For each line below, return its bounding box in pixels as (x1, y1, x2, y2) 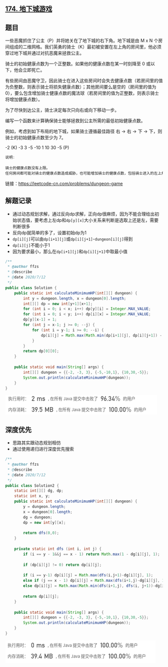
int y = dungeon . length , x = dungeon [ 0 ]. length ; (23, 296, 126, 301)
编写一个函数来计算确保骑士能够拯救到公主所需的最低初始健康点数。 (5, 118, 145, 124)
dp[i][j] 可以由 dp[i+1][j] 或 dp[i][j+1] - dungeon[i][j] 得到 (12, 236, 133, 242)
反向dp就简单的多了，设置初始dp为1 (12, 229, 86, 235)
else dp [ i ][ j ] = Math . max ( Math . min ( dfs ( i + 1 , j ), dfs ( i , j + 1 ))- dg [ (23, 583, 162, 588)
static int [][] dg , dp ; (14, 488, 64, 493)
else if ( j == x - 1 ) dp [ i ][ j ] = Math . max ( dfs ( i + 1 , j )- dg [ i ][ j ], (23, 578, 160, 583)
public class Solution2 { (5, 483, 59, 488)
